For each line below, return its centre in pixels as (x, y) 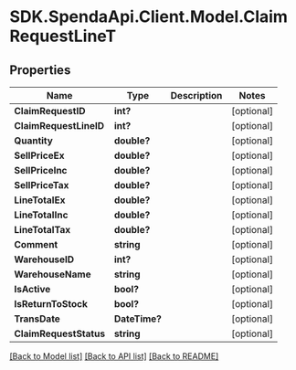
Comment (36, 244)
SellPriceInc (41, 170)
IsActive (32, 289)
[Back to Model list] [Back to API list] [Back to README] (114, 356)
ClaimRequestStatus (60, 333)
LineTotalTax (42, 230)
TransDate (37, 319)
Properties (40, 70)
